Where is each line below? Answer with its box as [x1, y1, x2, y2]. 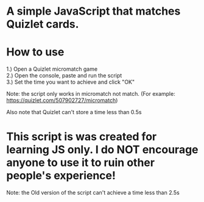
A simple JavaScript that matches [6, 4, 181, 18]
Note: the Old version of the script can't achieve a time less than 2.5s [6, 189, 180, 197]
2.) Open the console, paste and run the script [6, 72, 122, 79]
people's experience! [6, 169, 116, 182]
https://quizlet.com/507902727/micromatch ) [6, 96, 118, 104]
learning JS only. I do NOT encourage [6, 143, 199, 157]
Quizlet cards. [6, 17, 79, 31]
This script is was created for [6, 130, 157, 144]
